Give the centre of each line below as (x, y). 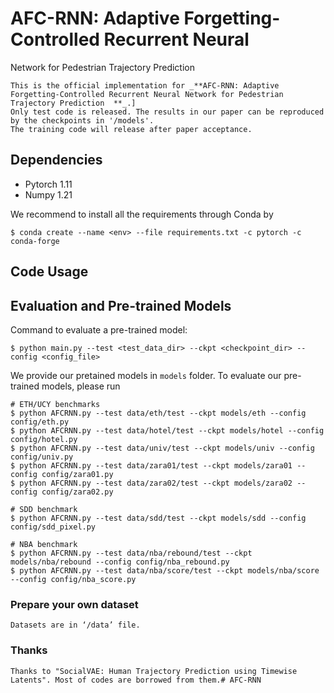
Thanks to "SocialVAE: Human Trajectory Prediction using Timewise (154, 671)
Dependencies (56, 160)
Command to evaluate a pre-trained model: (99, 329)
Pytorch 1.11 (48, 184)
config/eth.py (40, 422)
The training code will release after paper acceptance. (131, 129)
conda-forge (35, 241)
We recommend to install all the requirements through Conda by (142, 214)
